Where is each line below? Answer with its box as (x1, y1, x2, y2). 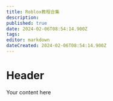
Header (6, 69, 44, 82)
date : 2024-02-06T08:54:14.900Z (6, 25, 88, 32)
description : (6, 15, 39, 21)
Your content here (6, 88, 51, 96)
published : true (6, 20, 47, 26)
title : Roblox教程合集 (6, 8, 60, 15)
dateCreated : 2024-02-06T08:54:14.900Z (6, 43, 107, 49)
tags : (6, 31, 20, 37)
